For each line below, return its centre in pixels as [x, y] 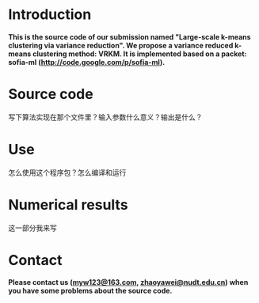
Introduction [50, 15]
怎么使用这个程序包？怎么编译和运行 [67, 172]
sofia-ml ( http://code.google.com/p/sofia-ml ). [87, 62]
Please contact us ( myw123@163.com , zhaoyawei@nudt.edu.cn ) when [128, 282]
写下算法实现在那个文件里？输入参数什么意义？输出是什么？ [105, 117]
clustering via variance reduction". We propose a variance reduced [121, 45]
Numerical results [68, 205]
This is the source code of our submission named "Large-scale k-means [129, 36]
